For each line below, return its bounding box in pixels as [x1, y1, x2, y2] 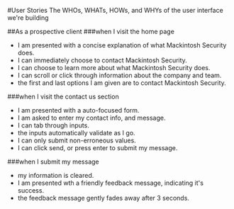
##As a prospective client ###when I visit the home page [7, 28, 175, 35]
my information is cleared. [17, 171, 94, 179]
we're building [7, 13, 49, 22]
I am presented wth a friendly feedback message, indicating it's [17, 179, 204, 187]
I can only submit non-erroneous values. [17, 136, 136, 145]
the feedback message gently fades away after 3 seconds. [17, 194, 190, 202]
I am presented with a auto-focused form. [17, 106, 140, 114]
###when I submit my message [7, 157, 99, 166]
